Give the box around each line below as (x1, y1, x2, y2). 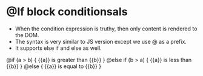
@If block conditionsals (6, 5, 128, 19)
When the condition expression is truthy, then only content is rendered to (15, 25, 198, 32)
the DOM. (15, 31, 39, 38)
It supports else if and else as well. (15, 44, 102, 52)
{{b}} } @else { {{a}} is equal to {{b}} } (6, 63, 102, 70)
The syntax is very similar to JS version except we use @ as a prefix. (15, 38, 187, 45)
